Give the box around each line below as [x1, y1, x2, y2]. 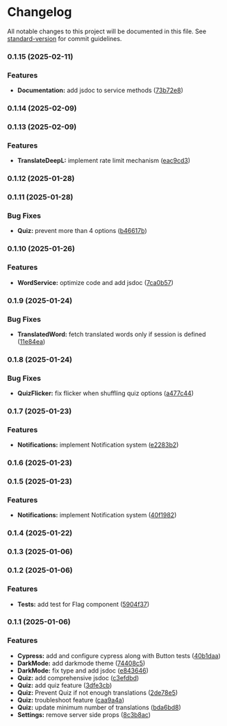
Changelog [7, 4, 72, 20]
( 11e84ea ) [17, 337, 46, 345]
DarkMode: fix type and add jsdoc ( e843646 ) [17, 666, 149, 675]
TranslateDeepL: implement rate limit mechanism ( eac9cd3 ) [17, 157, 191, 165]
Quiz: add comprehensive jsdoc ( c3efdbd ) [17, 673, 140, 682]
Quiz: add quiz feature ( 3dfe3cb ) [17, 681, 112, 689]
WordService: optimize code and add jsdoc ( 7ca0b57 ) [17, 278, 174, 286]
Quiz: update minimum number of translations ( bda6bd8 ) [17, 703, 182, 711]
